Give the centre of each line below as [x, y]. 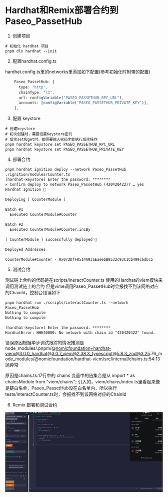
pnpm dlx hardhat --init [31, 51]
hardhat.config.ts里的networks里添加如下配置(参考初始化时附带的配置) [78, 72]
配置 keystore [26, 119]
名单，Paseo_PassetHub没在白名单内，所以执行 [68, 388]
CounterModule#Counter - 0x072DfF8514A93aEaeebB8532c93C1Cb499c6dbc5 [79, 260]
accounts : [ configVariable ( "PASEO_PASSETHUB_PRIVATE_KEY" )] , [83, 103]
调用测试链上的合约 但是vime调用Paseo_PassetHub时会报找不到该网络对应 [82, 286]
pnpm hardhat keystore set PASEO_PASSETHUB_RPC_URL [60, 145]
